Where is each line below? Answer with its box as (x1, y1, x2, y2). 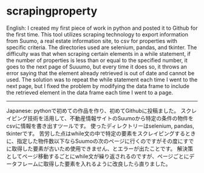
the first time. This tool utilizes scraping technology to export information (6, 30, 189, 38)
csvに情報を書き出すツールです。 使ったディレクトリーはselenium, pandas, (6, 122, 194, 129)
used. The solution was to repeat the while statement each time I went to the (6, 76, 198, 83)
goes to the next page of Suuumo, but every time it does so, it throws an (6, 63, 187, 70)
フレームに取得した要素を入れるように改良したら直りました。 (16, 160, 171, 168)
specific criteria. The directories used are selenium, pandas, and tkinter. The (6, 44, 197, 51)
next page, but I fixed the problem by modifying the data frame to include (6, 82, 190, 89)
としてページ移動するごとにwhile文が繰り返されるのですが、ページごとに (6, 152, 189, 160)
